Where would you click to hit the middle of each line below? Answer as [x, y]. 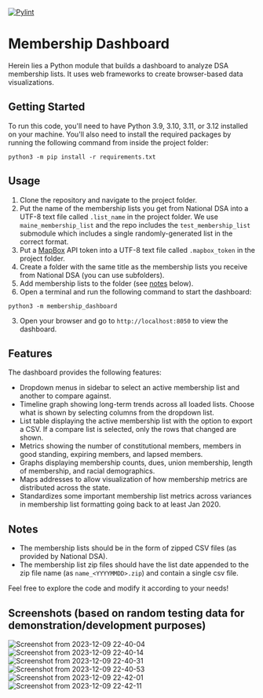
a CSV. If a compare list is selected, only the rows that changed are [128, 429]
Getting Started [47, 107]
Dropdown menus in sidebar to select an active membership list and [130, 388]
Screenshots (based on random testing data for [126, 613]
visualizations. [31, 82]
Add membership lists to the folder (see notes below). [106, 283]
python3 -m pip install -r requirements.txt [82, 157]
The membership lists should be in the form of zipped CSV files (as [128, 548]
